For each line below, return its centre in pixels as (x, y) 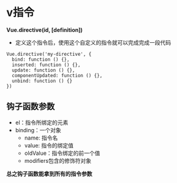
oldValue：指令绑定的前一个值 (62, 153)
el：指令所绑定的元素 (42, 122)
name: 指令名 (41, 138)
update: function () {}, (43, 70)
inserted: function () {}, (46, 65)
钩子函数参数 (31, 107)
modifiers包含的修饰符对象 (58, 160)
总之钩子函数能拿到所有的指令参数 (49, 174)
